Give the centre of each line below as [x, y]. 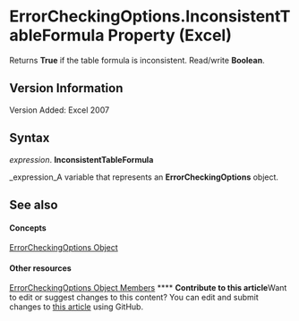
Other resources [40, 268]
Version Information [66, 88]
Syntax [30, 138]
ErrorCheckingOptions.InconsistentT [150, 17]
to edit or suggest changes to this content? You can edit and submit [134, 298]
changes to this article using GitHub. [77, 307]
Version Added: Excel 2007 [60, 110]
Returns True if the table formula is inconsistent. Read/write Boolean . [137, 60]
